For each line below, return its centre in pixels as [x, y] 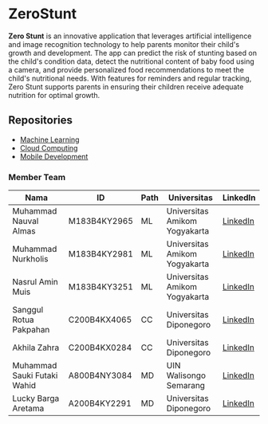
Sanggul [28, 310]
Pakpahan [31, 330]
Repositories [41, 120]
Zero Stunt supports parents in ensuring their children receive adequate [126, 86]
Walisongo [186, 375]
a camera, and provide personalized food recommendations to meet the [126, 69]
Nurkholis [30, 259]
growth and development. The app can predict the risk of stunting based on [133, 53]
